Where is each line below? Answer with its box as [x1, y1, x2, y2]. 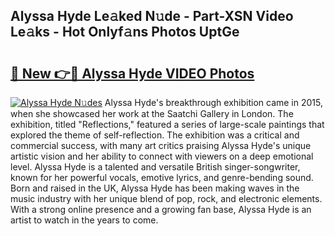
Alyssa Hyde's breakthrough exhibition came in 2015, [104, 97, 323, 108]
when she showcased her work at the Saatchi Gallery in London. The [10, 108, 294, 119]
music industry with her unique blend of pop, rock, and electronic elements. [10, 193, 323, 204]
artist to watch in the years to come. [10, 214, 159, 226]
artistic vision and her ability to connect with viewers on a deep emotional [10, 150, 314, 162]
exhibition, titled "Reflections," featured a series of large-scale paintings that [10, 119, 325, 130]
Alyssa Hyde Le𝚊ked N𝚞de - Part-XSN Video [10, 8, 294, 25]
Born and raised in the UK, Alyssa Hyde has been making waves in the [10, 182, 300, 194]
